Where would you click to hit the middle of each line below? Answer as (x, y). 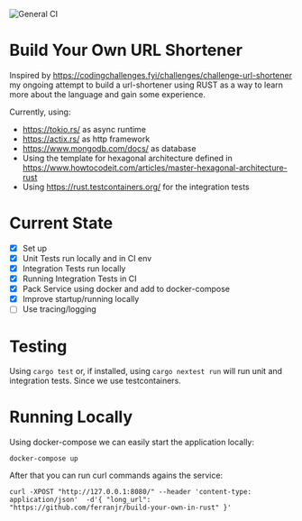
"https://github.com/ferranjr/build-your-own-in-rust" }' (120, 508)
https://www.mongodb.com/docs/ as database (109, 148)
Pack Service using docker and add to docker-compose (126, 289)
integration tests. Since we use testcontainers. (96, 381)
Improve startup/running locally (81, 299)
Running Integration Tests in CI (79, 279)
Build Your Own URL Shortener (126, 50)
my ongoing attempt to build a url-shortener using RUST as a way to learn (146, 85)
